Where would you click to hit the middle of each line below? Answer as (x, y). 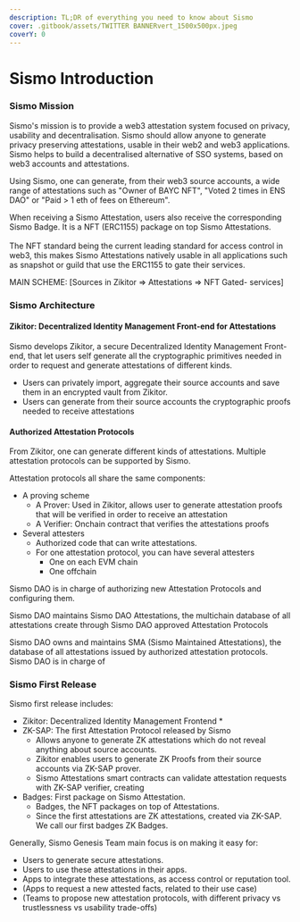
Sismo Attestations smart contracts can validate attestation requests (161, 778)
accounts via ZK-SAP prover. (88, 768)
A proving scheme (56, 496)
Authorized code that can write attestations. (117, 543)
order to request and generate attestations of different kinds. (121, 365)
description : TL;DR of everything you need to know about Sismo (131, 17)
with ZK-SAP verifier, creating (90, 788)
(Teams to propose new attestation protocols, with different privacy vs (151, 898)
